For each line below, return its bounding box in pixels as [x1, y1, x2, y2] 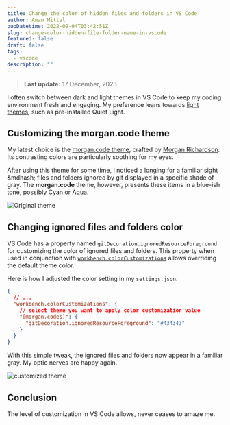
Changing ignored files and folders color [7, 221, 183, 233]
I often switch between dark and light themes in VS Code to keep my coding [7, 93, 222, 101]
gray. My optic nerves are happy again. [7, 359, 118, 367]
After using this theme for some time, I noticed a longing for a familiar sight [7, 166, 218, 175]
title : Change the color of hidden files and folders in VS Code [7, 10, 197, 17]
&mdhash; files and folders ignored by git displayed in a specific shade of [7, 173, 214, 182]
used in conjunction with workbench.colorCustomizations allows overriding [7, 254, 217, 263]
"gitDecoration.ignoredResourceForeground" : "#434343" [25, 319, 186, 326]
